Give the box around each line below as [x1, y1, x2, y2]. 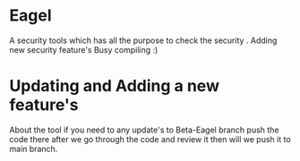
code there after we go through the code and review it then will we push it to [9, 133, 291, 144]
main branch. [9, 143, 58, 154]
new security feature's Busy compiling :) [9, 44, 159, 55]
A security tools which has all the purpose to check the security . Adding [9, 35, 278, 46]
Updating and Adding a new [9, 76, 219, 97]
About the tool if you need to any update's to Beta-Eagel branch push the [9, 124, 279, 135]
